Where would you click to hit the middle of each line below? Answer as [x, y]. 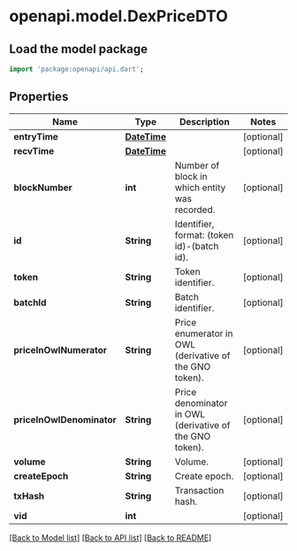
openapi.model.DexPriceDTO [118, 16]
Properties [39, 97]
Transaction [199, 490]
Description [205, 121]
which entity [200, 187]
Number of [197, 165]
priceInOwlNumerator [61, 349]
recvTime [34, 150]
